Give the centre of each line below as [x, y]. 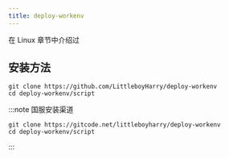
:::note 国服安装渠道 [41, 110]
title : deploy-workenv [46, 16]
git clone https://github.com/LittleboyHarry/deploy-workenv [113, 87]
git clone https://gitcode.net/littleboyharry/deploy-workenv [115, 125]
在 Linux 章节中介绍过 [44, 39]
